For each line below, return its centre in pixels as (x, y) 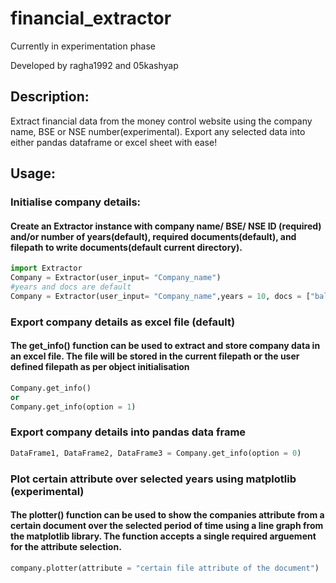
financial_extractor (91, 18)
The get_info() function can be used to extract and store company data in (165, 346)
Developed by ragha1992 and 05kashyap (94, 65)
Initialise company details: (76, 202)
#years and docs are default (71, 287)
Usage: (33, 173)
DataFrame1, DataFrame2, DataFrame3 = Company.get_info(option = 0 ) (156, 453)
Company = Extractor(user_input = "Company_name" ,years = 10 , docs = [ (160, 296)
